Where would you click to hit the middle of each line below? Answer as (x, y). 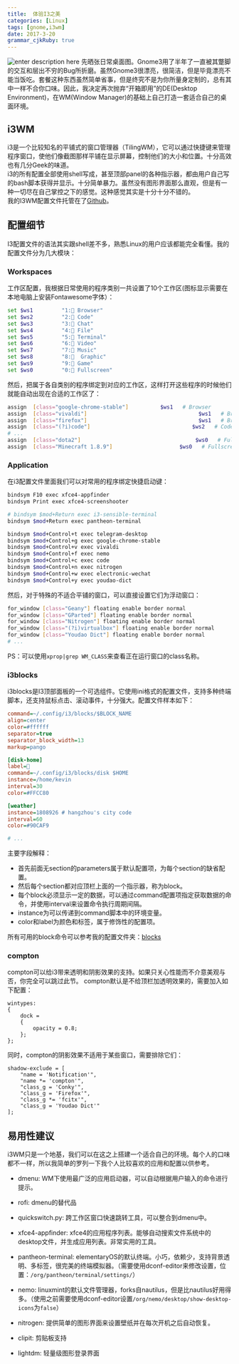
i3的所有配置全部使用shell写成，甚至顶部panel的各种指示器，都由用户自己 (116, 174)
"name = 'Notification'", (59, 1075)
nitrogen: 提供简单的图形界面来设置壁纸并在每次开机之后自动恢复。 (116, 1323)
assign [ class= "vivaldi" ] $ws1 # (116, 414)
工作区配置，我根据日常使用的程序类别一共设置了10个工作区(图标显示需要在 (118, 288)
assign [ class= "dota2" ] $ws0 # (114, 440)
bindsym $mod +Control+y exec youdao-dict (70, 580)
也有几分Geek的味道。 (40, 165)
